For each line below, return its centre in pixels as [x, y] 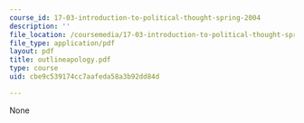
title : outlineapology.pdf [60, 60]
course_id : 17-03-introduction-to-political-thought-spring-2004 [135, 18]
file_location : [38, 34]
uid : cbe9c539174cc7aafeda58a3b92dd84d [85, 77]
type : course [34, 69]
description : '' [40, 26]
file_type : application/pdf [62, 43]
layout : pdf [32, 52]
